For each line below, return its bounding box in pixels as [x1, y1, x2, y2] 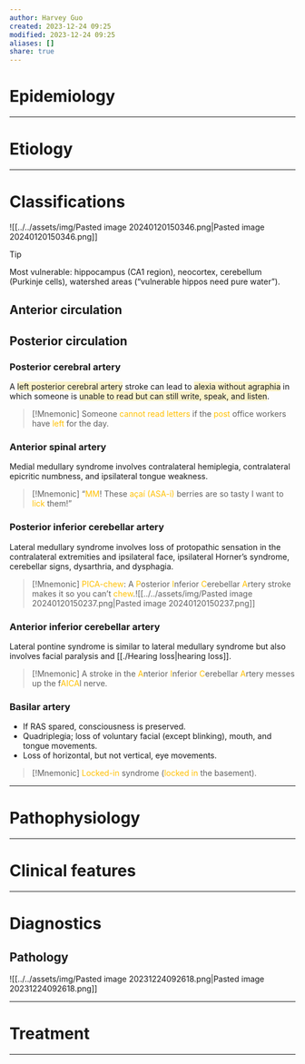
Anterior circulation [9, 302, 123, 318]
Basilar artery [9, 700, 71, 713]
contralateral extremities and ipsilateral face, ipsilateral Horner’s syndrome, [9, 551, 290, 562]
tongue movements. [22, 741, 98, 752]
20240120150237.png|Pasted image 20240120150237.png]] [31, 597, 256, 608]
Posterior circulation [9, 333, 128, 349]
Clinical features [9, 861, 136, 882]
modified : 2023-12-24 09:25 [9, 30, 116, 39]
